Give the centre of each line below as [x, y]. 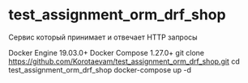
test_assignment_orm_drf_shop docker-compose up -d [100, 69]
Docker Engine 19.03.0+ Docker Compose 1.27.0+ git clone [107, 52]
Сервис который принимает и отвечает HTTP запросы [103, 37]
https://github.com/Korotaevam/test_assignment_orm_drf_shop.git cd [124, 61]
